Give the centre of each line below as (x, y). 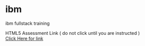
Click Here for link (24, 38)
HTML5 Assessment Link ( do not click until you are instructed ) (73, 33)
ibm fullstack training (28, 23)
